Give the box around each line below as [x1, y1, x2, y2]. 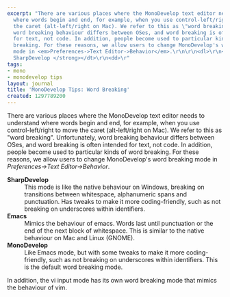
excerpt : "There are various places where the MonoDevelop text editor [7, 10, 216, 17]
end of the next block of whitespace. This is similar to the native [24, 227, 205, 235]
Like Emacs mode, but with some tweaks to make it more [24, 248, 185, 257]
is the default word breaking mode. [24, 263, 123, 271]
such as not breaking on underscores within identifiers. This [49, 256, 218, 263]
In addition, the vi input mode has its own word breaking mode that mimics [7, 276, 217, 284]
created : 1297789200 [7, 93, 66, 100]
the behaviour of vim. [7, 283, 67, 292]
